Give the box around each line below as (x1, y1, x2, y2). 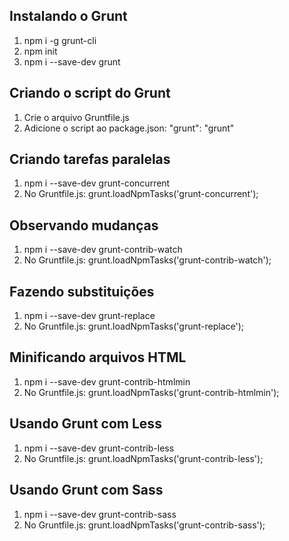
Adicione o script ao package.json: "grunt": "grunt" (23, 122, 235, 134)
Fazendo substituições (9, 283, 155, 300)
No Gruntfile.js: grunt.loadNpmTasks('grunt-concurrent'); (23, 188, 259, 200)
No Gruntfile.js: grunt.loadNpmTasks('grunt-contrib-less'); (23, 452, 264, 464)
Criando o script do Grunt (9, 85, 171, 102)
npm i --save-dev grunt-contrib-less (23, 442, 175, 454)
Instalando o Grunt (9, 8, 128, 25)
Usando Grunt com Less (9, 415, 162, 433)
